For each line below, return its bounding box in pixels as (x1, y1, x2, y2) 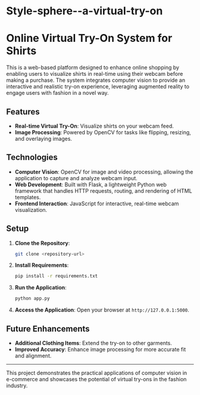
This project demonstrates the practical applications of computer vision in (6, 369, 187, 377)
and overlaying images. (14, 135, 73, 142)
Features (6, 106, 40, 117)
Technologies (6, 152, 58, 162)
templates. (14, 193, 41, 200)
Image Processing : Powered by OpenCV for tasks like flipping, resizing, (14, 128, 192, 135)
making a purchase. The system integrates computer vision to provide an (6, 76, 186, 84)
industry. (6, 382, 28, 389)
